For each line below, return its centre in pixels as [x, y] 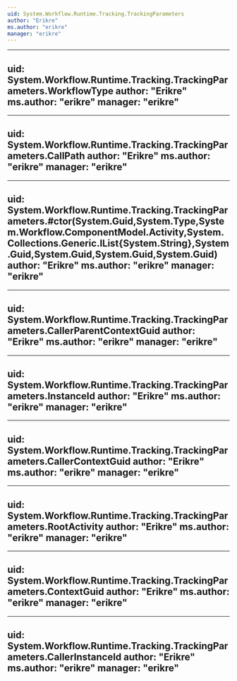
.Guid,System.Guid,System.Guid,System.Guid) [113, 255]
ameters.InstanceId [51, 396]
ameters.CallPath [46, 156]
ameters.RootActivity [56, 527]
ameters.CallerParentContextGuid [84, 331]
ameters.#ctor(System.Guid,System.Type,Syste [116, 221]
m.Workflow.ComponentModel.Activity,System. [116, 233]
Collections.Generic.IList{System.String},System [118, 243]
